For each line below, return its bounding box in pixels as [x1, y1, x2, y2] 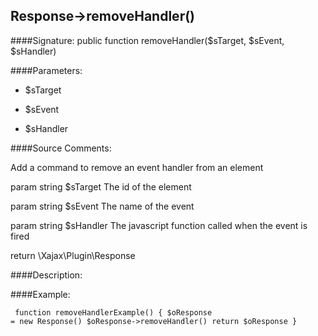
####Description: [10, 269, 83, 281]
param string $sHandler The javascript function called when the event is [10, 219, 308, 231]
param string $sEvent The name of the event [10, 200, 195, 212]
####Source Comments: [10, 142, 112, 154]
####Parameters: [10, 64, 83, 76]
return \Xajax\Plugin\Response [10, 249, 136, 261]
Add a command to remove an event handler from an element [10, 161, 264, 173]
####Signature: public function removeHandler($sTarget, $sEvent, [10, 34, 285, 46]
